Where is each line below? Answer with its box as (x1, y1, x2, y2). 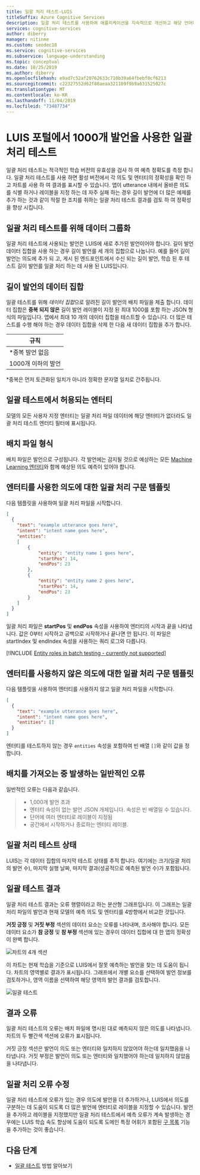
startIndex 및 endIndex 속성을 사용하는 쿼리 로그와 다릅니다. (6, 637, 147, 645)
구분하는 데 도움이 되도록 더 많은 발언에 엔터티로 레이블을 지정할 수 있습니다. (6, 1103, 183, 1111)
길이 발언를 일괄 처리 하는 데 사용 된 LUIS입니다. (17, 262, 129, 269)
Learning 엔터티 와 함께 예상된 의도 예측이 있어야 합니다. (6, 463, 136, 470)
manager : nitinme (6, 36, 49, 42)
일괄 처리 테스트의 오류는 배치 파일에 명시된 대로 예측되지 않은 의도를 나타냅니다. (6, 1025, 192, 1032)
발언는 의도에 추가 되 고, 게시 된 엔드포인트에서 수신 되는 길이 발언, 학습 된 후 (6, 255, 183, 262)
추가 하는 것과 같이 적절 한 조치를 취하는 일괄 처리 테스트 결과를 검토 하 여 (6, 197, 176, 204)
